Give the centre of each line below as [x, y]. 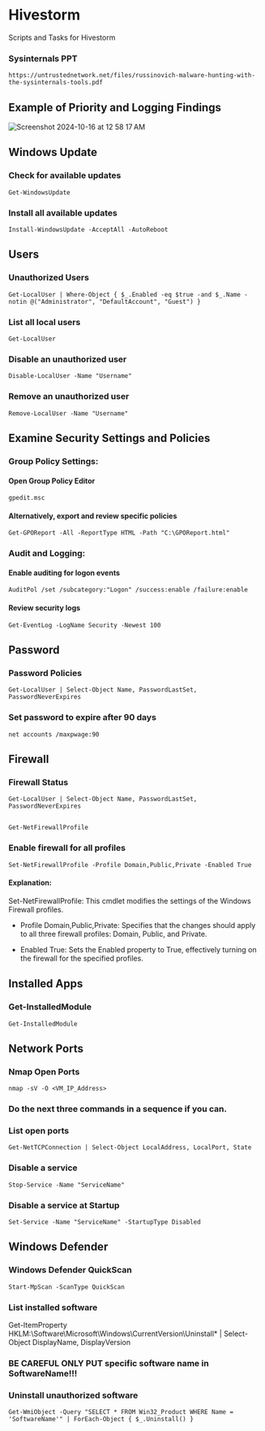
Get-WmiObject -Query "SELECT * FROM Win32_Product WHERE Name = [121, 1412]
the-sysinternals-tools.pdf [56, 83]
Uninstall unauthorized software [73, 1395]
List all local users [45, 322]
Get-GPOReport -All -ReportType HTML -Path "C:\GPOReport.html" [119, 533]
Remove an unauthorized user [69, 397]
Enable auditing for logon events [64, 572]
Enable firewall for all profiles [67, 848]
